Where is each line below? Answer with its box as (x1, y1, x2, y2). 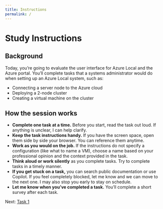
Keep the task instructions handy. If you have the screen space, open (12, 133, 154, 138)
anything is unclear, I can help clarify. (12, 127, 87, 133)
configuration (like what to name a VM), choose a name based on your (12, 148, 154, 154)
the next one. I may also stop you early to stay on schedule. (12, 179, 132, 185)
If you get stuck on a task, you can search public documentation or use (12, 169, 157, 174)
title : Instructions (5, 7, 47, 12)
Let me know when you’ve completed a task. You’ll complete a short (12, 184, 152, 190)
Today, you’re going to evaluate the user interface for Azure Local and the (5, 65, 153, 71)
